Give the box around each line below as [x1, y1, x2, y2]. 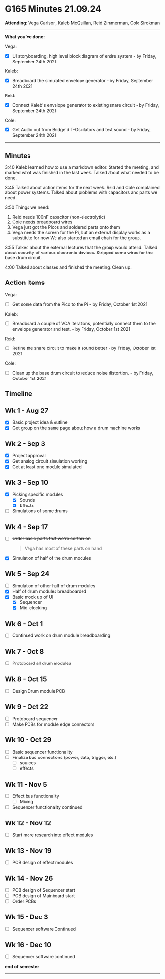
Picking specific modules [12, 491, 63, 498]
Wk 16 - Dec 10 [5, 941, 52, 949]
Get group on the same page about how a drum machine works [12, 425, 141, 431]
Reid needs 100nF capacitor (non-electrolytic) [12, 214, 106, 220]
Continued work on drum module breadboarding [12, 632, 110, 638]
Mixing [19, 799, 33, 805]
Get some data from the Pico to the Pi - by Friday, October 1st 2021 [12, 301, 148, 307]
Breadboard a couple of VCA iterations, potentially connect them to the [12, 320, 156, 326]
